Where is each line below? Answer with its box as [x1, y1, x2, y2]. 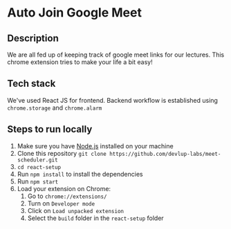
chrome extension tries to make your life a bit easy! [7, 58, 154, 66]
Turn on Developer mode [27, 199, 95, 208]
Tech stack [7, 78, 56, 90]
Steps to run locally [7, 123, 93, 135]
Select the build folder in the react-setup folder [27, 214, 164, 222]
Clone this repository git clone [17, 149, 107, 157]
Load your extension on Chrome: [17, 184, 111, 192]
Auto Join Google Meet [7, 5, 142, 21]
